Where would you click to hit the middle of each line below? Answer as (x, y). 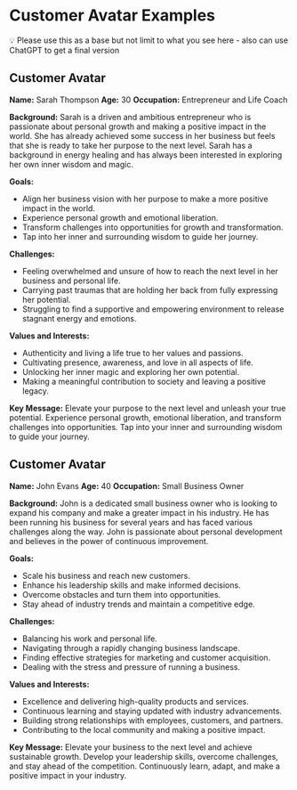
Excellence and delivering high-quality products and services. (135, 701)
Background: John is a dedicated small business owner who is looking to (144, 503)
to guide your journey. (50, 436)
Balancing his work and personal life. (89, 639)
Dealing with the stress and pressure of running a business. (131, 667)
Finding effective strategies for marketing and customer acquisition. (146, 657)
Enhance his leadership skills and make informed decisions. (132, 585)
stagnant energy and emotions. (79, 318)
